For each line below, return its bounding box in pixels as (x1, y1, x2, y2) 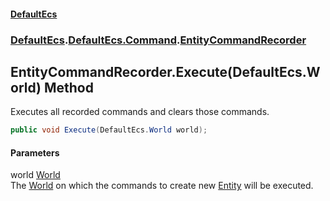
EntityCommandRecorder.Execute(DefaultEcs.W (10, 63, 321, 80)
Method (43, 79, 94, 96)
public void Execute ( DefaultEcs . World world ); (10, 125, 208, 135)
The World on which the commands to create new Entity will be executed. (10, 180, 314, 192)
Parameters (10, 146, 60, 159)
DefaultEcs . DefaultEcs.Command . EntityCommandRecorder (10, 33, 307, 47)
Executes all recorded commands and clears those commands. (10, 106, 270, 118)
